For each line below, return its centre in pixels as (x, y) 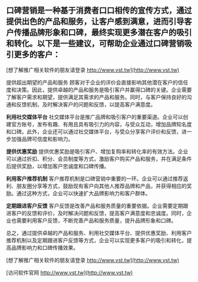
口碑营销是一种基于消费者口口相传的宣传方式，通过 (99, 11)
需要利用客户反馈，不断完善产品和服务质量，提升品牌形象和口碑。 (96, 220)
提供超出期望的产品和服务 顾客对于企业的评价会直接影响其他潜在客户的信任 (97, 82)
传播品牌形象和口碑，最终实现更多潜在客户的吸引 (103, 33)
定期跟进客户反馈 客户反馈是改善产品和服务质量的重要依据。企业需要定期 (95, 206)
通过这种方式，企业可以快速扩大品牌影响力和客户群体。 (83, 193)
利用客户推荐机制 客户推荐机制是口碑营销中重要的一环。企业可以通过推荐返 (97, 179)
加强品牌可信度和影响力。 (42, 139)
